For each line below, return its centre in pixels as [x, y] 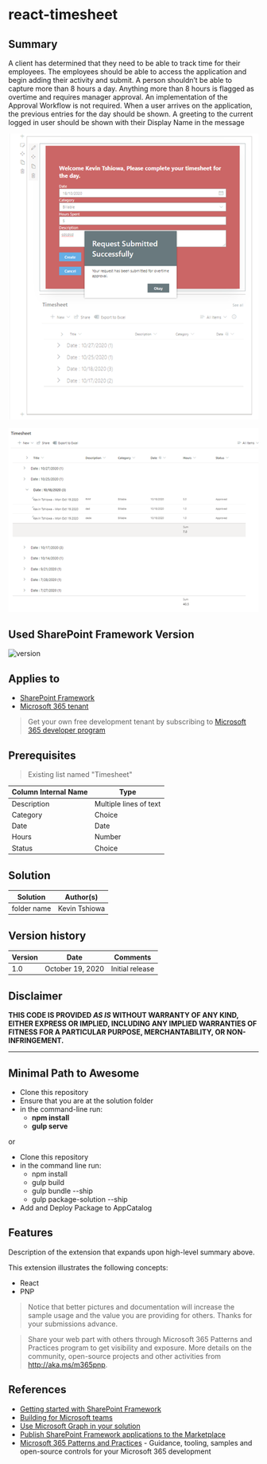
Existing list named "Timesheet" [80, 774]
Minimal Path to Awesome [74, 1073]
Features [31, 1233]
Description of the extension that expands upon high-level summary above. [132, 1252]
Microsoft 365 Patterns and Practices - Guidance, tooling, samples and [136, 1442]
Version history [47, 935]
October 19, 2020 [75, 968]
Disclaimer [35, 996]
